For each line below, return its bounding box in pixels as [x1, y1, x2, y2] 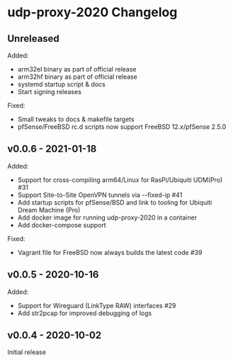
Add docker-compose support [17, 220, 106, 229]
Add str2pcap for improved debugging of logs [17, 309, 152, 317]
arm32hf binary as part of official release [17, 72, 138, 81]
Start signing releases [17, 88, 81, 96]
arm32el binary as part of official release [17, 65, 137, 73]
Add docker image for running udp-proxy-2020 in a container [17, 213, 197, 222]
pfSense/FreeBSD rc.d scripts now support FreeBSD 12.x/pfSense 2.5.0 [17, 123, 227, 131]
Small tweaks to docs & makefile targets [17, 115, 135, 123]
